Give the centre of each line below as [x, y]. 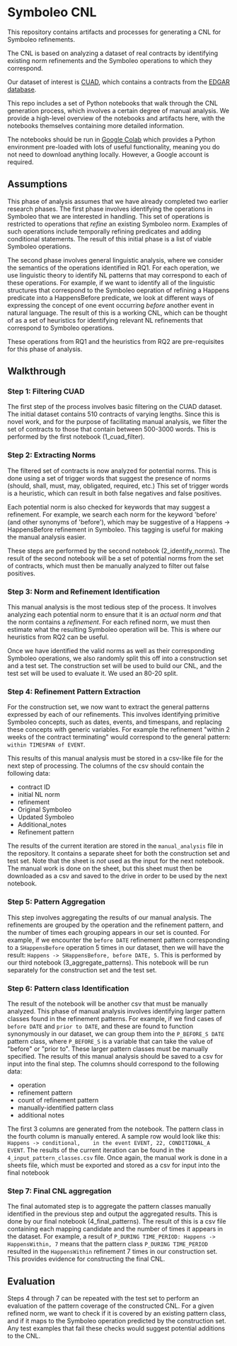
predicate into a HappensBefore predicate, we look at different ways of [111, 297]
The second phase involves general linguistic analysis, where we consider [115, 260]
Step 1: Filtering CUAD [46, 391]
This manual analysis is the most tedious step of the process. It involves [112, 607]
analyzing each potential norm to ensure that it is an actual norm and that [114, 615]
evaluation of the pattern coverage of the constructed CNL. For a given [111, 1306]
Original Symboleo [45, 810]
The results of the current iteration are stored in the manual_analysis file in [116, 846]
